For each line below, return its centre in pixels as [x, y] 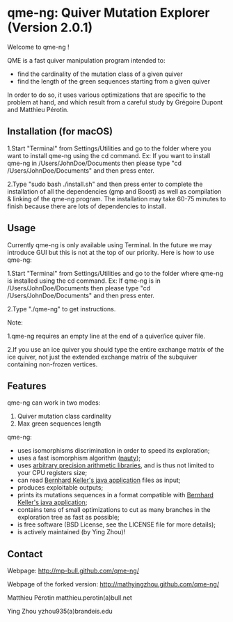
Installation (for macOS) [60, 131]
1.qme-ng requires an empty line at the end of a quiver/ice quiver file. [106, 336]
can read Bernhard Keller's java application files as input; [99, 480]
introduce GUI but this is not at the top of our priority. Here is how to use [111, 252]
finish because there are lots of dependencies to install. [87, 206]
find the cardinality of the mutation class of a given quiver [100, 74]
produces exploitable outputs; [60, 488]
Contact [25, 554]
